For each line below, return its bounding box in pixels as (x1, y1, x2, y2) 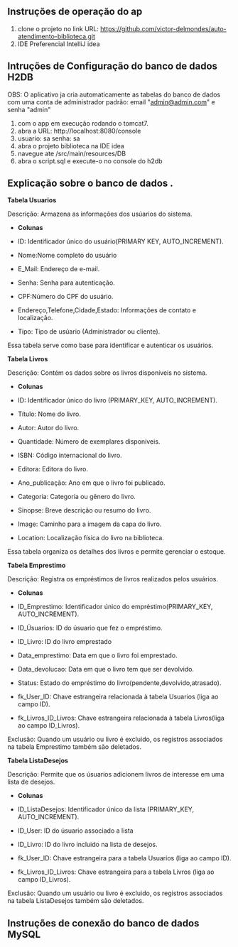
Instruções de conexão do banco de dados (7, 917, 200, 929)
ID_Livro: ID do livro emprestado (17, 637, 112, 646)
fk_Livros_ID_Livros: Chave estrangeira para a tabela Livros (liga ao (17, 867, 215, 876)
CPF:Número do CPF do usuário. (17, 292, 114, 301)
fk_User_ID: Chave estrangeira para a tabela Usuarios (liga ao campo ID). (17, 854, 232, 863)
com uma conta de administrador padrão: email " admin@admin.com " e (7, 97, 215, 106)
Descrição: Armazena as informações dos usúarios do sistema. (7, 209, 193, 219)
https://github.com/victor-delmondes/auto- (100, 24, 227, 33)
